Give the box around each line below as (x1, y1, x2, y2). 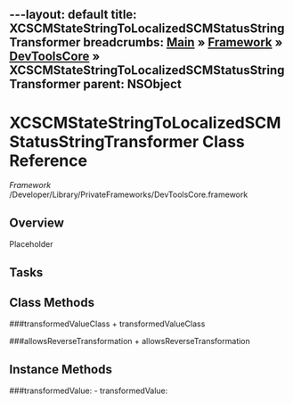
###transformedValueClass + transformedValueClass (9, 318, 206, 329)
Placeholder (9, 239, 53, 250)
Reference (9, 151, 87, 170)
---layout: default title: (9, 7, 137, 22)
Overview (9, 215, 65, 230)
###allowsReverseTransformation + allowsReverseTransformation (9, 336, 251, 347)
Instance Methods (9, 361, 113, 377)
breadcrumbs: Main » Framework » (83, 35, 283, 50)
